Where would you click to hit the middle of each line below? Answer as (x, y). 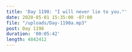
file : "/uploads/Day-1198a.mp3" (46, 23)
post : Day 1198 (25, 28)
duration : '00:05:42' (33, 34)
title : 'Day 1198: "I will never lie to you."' (67, 12)
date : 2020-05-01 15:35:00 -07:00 (49, 17)
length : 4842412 (26, 39)
